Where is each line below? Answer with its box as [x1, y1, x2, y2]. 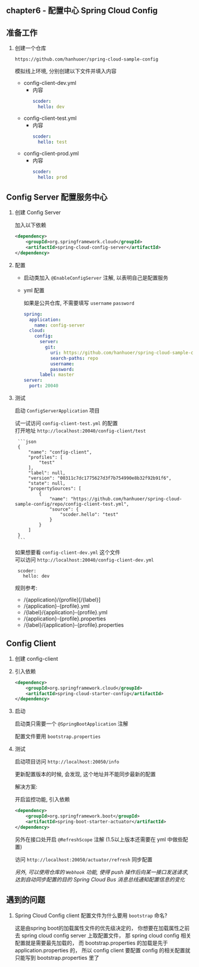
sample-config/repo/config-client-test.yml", [14, 501, 129, 508]
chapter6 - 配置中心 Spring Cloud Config [6, 5, 158, 16]
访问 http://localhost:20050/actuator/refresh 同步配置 [14, 855, 153, 863]
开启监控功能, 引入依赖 [14, 796, 70, 803]
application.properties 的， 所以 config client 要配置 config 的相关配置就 [14, 946, 191, 954]
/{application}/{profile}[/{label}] [23, 596, 101, 604]
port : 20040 [28, 383, 59, 389]
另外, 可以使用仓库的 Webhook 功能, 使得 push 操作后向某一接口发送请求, [14, 868, 189, 876]
